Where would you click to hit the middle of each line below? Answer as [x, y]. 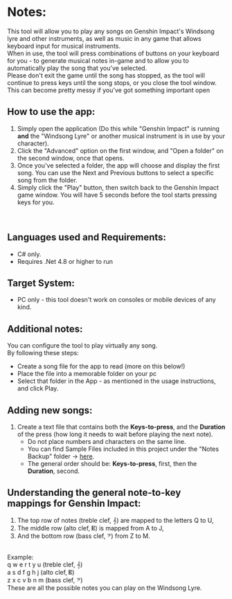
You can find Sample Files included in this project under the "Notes [123, 449]
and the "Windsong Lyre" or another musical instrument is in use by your [121, 136]
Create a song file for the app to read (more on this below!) [101, 366]
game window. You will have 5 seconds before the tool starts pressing [117, 195]
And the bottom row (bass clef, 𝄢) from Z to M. [83, 536]
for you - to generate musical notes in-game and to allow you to [98, 60]
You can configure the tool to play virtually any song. [82, 346]
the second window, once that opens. [71, 158]
